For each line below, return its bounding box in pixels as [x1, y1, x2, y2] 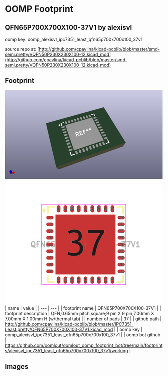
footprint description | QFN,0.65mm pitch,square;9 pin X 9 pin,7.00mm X [5, 311, 154, 317]
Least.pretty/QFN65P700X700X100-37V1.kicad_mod [5, 326, 113, 333]
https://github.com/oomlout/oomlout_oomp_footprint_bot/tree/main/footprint [5, 342, 163, 348]
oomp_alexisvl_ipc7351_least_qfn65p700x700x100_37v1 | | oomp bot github [5, 332, 161, 338]
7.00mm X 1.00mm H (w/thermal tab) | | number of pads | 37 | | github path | [5, 316, 162, 322]
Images [5, 362, 29, 371]
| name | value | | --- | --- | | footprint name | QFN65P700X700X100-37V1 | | [5, 305, 161, 311]
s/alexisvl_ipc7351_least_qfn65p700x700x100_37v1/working [5, 348, 128, 354]
